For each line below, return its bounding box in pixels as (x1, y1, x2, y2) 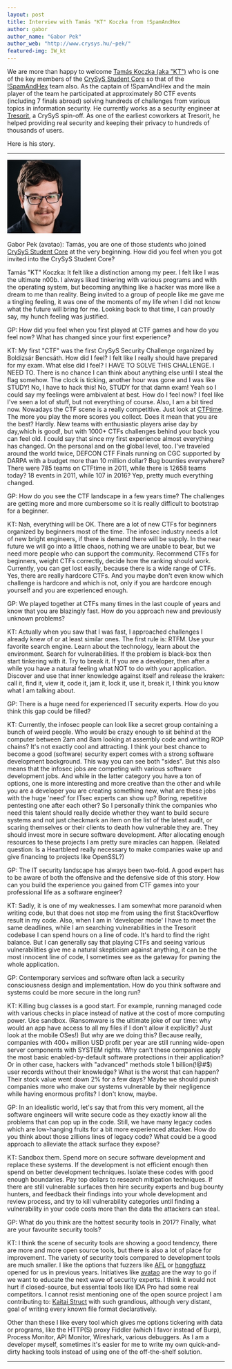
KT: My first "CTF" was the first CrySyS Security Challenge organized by (7, 346, 214, 355)
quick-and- (188, 1341, 221, 1348)
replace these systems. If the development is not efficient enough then (7, 1161, 209, 1169)
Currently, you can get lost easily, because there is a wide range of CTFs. (7, 564, 216, 572)
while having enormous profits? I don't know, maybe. (7, 1090, 157, 1098)
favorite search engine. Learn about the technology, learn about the (7, 643, 200, 650)
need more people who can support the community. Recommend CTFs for (7, 549, 219, 558)
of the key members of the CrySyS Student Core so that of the (7, 75, 185, 83)
